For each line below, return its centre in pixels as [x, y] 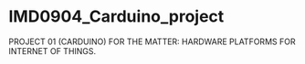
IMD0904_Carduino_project [116, 17]
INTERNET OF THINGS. [53, 50]
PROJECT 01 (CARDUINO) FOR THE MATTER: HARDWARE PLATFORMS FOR [152, 41]
